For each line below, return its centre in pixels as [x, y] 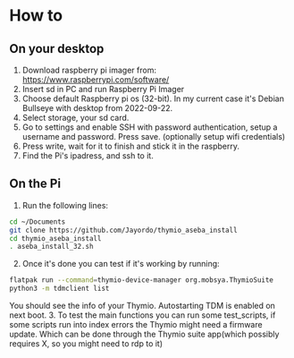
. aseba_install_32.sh [51, 247]
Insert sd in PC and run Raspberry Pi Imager [103, 89]
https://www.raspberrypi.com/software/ [96, 80]
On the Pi [35, 184]
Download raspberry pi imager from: [89, 70]
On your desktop [57, 49]
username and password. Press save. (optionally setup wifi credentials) [154, 136]
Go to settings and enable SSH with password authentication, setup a [150, 127]
